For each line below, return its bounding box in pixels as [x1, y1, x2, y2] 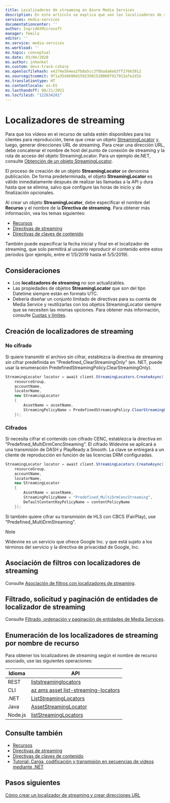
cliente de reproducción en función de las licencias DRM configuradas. [5, 452, 153, 458]
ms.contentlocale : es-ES [5, 83, 58, 88]
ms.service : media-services [5, 41, 65, 46]
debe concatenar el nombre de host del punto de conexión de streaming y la [5, 147, 165, 153]
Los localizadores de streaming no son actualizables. [12, 280, 125, 286]
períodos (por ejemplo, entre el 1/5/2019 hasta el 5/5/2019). [5, 252, 129, 258]
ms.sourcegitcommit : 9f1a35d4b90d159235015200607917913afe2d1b [5, 74, 142, 79]
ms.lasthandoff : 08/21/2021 [5, 87, 65, 93]
